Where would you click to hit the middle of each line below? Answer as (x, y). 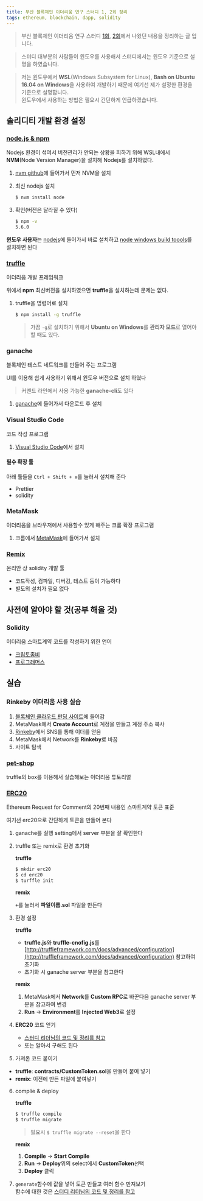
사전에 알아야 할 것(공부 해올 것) (62, 610)
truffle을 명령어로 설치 (41, 303)
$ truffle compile (38, 1114)
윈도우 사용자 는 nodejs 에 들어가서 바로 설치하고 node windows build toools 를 (99, 239)
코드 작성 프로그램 (27, 434)
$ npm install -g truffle (48, 315)
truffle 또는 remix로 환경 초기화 (52, 846)
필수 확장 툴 (20, 462)
